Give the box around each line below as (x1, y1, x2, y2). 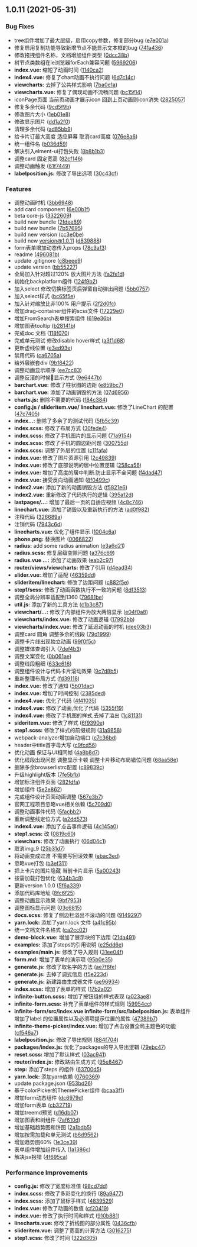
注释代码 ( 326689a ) (14, 513, 63, 520)
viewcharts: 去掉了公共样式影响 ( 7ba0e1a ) (14, 81, 118, 88)
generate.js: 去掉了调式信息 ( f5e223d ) (14, 970, 109, 978)
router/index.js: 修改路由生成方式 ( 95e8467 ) (14, 1058, 123, 1065)
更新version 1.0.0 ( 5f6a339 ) (14, 881, 81, 889)
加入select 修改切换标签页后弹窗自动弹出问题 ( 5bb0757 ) (14, 285, 150, 292)
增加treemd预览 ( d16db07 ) (14, 1109, 79, 1116)
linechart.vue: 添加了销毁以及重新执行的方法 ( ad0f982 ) (14, 506, 150, 513)
